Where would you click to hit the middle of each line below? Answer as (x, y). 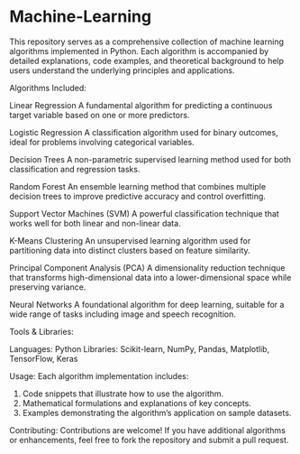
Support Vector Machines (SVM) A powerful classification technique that (144, 213)
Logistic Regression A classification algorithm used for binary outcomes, (144, 132)
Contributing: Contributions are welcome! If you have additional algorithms (148, 430)
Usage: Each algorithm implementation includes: (99, 375)
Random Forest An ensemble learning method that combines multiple (138, 186)
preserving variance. (48, 287)
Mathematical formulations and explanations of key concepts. (137, 403)
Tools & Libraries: (41, 331)
